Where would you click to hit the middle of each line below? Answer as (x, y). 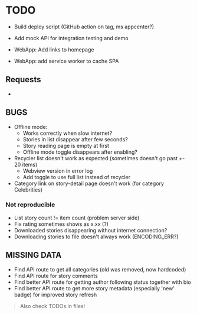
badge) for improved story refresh (55, 294)
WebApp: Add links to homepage (54, 49)
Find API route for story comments (56, 276)
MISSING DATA (34, 255)
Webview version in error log (58, 171)
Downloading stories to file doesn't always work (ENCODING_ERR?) (96, 237)
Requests (23, 80)
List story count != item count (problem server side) (77, 218)
